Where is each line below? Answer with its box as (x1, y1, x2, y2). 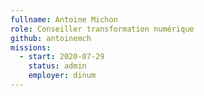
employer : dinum (28, 71, 97, 81)
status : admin (28, 61, 87, 71)
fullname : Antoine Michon (10, 14, 118, 25)
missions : (10, 42, 52, 53)
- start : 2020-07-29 (19, 52, 105, 62)
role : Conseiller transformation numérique (10, 24, 195, 34)
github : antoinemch (10, 33, 92, 43)
